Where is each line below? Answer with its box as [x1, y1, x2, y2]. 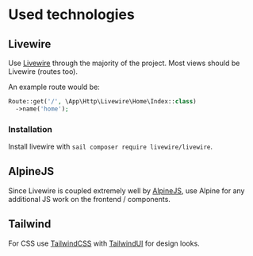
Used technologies [8, 6, 135, 24]
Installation [8, 123, 53, 134]
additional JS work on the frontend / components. [8, 194, 171, 204]
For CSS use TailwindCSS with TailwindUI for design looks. [8, 239, 200, 248]
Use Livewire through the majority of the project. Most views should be [8, 58, 240, 68]
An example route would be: [8, 82, 101, 91]
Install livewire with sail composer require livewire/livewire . [8, 142, 213, 152]
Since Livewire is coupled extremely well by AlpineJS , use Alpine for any [8, 185, 245, 196]
